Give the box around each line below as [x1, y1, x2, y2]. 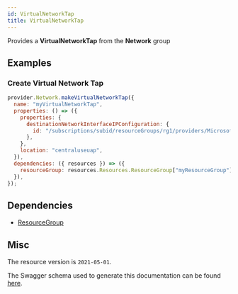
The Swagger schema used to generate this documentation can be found [7, 271, 221, 280]
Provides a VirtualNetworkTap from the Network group [7, 36, 171, 45]
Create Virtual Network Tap [7, 78, 104, 88]
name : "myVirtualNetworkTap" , [13, 101, 103, 108]
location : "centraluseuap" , [20, 147, 103, 154]
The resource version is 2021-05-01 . [7, 258, 112, 266]
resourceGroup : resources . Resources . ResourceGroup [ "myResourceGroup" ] [20, 166, 233, 174]
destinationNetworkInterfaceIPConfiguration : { [25, 120, 170, 128]
